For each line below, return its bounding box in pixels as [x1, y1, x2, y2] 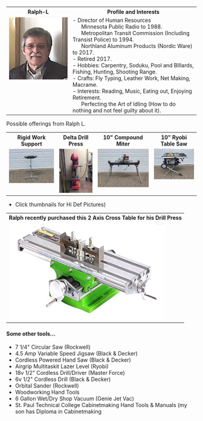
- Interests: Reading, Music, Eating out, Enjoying [72, 87, 192, 95]
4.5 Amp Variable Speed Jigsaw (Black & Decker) [14, 350, 138, 357]
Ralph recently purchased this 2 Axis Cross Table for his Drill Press [8, 214, 182, 221]
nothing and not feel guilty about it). [72, 107, 161, 114]
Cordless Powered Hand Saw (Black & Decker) [14, 356, 131, 364]
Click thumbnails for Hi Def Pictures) [14, 201, 106, 208]
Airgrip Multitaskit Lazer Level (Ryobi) [14, 363, 109, 370]
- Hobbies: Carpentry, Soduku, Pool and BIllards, [72, 61, 195, 69]
